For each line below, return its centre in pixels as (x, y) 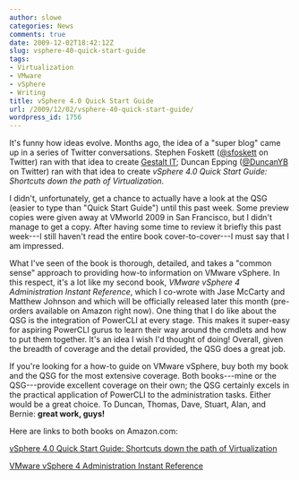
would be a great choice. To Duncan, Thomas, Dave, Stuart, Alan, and (138, 405)
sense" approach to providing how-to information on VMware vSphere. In (145, 273)
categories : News (42, 26)
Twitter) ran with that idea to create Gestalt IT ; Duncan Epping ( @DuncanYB (149, 162)
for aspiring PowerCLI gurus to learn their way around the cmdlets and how (148, 330)
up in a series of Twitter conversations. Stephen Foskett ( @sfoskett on (139, 152)
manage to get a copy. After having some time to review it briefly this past (145, 227)
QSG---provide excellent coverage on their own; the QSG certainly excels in (149, 385)
